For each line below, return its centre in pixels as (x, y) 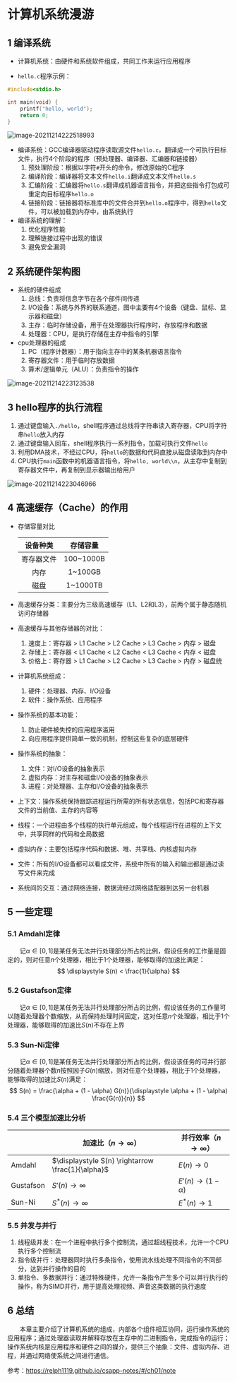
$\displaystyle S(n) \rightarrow (103, 1161)
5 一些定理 (30, 912)
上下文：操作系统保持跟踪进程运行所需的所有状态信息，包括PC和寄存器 (121, 801)
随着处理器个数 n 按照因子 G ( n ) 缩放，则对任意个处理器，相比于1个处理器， (119, 1071)
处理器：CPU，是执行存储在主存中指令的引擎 (93, 334)
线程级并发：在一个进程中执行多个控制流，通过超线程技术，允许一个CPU (123, 1242)
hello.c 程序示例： (44, 76)
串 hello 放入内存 (41, 434)
